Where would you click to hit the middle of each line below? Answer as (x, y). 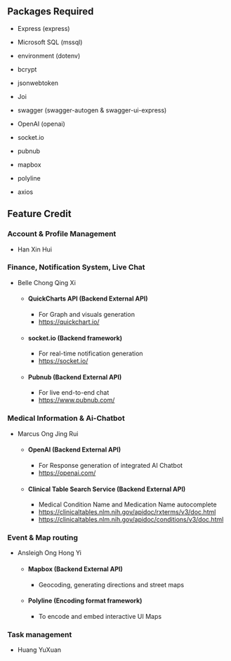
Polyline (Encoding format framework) (85, 601)
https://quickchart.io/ (69, 322)
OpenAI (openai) (41, 124)
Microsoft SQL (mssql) (50, 42)
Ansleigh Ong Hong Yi (49, 553)
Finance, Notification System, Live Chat (76, 268)
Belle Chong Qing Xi (46, 282)
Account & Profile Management (62, 234)
